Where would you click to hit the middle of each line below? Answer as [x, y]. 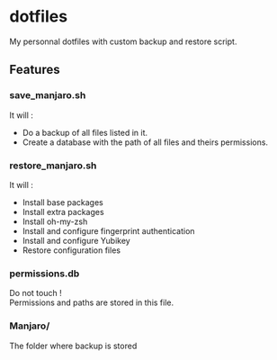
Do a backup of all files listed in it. [85, 132]
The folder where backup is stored [73, 346]
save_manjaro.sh [48, 95]
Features [35, 70]
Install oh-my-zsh [55, 221]
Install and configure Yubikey [76, 240]
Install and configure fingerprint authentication [108, 230]
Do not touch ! [36, 293]
